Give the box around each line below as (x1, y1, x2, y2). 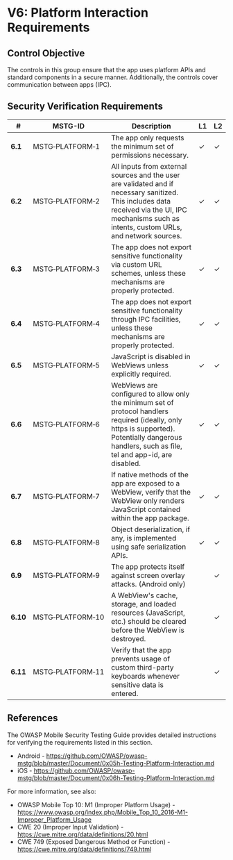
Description (131, 121, 171, 131)
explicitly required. (110, 369, 171, 379)
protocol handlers (110, 406, 169, 416)
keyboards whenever (110, 671, 180, 681)
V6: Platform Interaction (7, 5, 149, 21)
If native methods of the (110, 470, 189, 479)
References (7, 712, 58, 724)
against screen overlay (110, 570, 185, 580)
